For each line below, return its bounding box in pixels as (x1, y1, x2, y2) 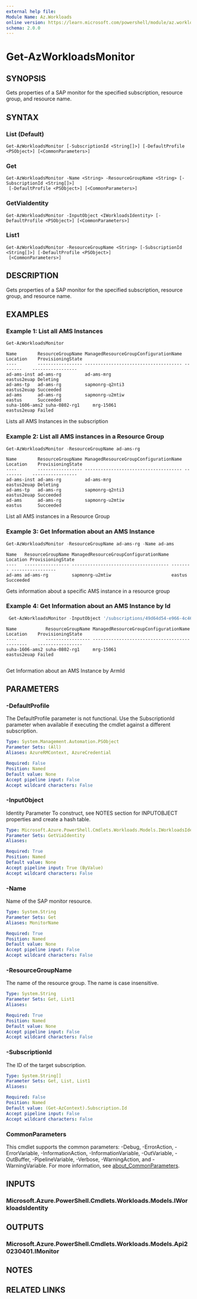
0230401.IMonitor (6, 1247, 60, 1255)
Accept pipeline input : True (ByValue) (6, 865, 104, 871)
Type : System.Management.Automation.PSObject (6, 739, 119, 745)
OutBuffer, (6, 1156, 31, 1163)
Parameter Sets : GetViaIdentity (6, 832, 85, 838)
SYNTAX (6, 112, 39, 122)
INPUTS (6, 1179, 35, 1189)
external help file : (6, 8, 57, 15)
